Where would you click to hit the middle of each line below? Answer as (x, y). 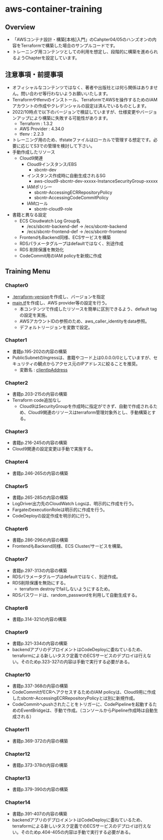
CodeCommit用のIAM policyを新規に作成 (60, 256)
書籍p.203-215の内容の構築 (40, 394)
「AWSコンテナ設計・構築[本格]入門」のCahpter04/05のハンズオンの (82, 39)
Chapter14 (18, 802)
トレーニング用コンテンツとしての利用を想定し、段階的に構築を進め (81, 52)
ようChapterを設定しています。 (48, 58)
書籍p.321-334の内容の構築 (40, 643)
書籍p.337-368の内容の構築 (40, 686)
